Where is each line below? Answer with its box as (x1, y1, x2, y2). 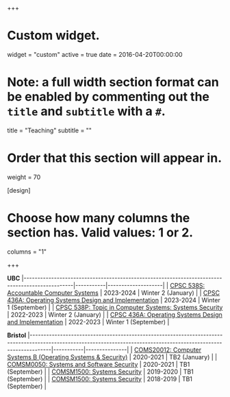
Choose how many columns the (7, 210, 190, 226)
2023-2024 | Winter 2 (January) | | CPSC (103, 289, 220, 297)
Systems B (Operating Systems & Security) (7, 352, 128, 361)
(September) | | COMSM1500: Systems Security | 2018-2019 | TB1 (7, 374, 193, 383)
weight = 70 (7, 173, 41, 181)
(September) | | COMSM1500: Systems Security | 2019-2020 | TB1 (7, 368, 194, 376)
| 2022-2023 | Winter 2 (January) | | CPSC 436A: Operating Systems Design (7, 310, 222, 319)
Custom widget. (7, 28, 101, 43)
